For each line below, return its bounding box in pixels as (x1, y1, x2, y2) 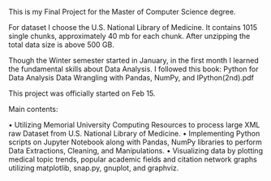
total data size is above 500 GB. (8, 40, 115, 50)
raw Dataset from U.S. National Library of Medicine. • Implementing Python (8, 129, 260, 138)
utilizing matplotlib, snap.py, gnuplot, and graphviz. (8, 163, 179, 173)
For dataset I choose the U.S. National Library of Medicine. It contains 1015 (8, 23, 258, 32)
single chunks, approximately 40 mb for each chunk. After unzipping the (8, 32, 251, 41)
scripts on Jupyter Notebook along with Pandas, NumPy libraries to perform (8, 137, 262, 147)
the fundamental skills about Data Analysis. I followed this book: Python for (8, 64, 259, 74)
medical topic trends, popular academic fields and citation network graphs (8, 154, 257, 164)
